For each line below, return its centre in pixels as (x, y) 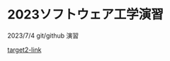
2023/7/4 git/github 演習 (43, 35)
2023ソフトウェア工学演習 (86, 15)
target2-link (24, 50)
